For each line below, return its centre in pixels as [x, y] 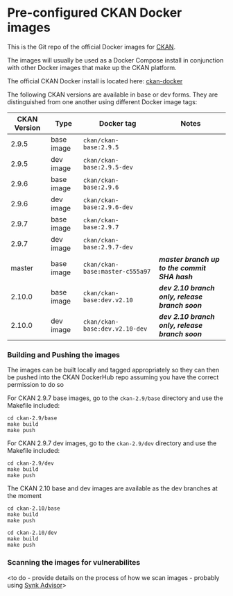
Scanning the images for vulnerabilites [74, 563]
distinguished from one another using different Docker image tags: [102, 101]
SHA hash [176, 276]
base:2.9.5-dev [108, 167]
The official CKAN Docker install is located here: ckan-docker [95, 81]
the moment [24, 496]
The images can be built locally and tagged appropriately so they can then [113, 370]
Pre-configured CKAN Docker [95, 13]
